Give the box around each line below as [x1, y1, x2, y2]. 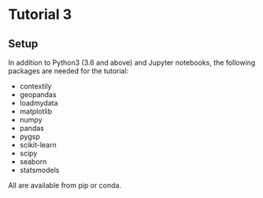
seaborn [19, 157, 47, 166]
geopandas [19, 90, 57, 99]
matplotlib [19, 106, 53, 116]
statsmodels [19, 166, 60, 174]
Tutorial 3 [8, 6, 72, 24]
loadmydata [19, 99, 58, 107]
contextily [19, 81, 52, 91]
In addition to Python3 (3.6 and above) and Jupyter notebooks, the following [8, 58, 256, 67]
